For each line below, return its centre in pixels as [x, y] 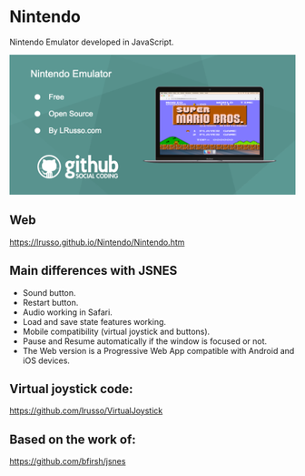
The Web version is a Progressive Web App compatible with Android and [158, 350]
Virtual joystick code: [71, 389]
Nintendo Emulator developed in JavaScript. [92, 42]
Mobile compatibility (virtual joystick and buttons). [116, 331]
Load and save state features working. [94, 321]
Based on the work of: [73, 439]
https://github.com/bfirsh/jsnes [68, 461]
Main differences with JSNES [93, 271]
